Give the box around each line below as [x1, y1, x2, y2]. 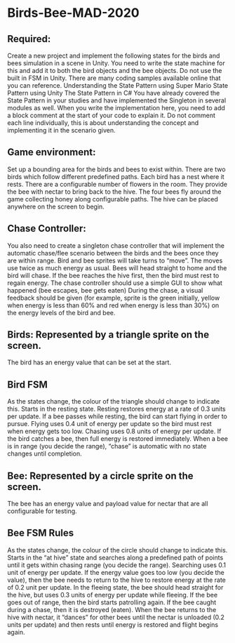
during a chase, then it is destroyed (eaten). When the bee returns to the [7, 605, 217, 614]
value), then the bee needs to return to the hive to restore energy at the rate [7, 576, 226, 584]
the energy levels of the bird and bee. [7, 308, 116, 317]
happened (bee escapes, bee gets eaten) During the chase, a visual [7, 286, 203, 294]
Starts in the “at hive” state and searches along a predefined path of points [7, 553, 224, 562]
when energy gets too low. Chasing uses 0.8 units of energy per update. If [7, 427, 222, 436]
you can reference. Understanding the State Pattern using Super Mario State [7, 81, 229, 89]
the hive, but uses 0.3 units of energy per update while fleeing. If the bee [7, 590, 218, 599]
